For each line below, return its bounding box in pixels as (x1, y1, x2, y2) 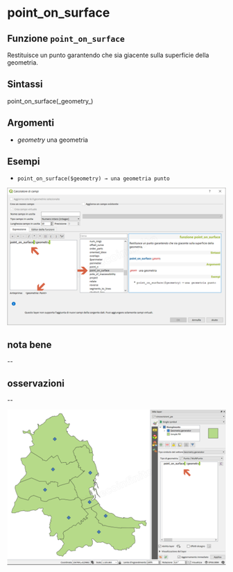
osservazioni (7, 377, 64, 389)
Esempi (7, 156, 40, 167)
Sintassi (7, 79, 43, 90)
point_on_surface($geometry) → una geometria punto (17, 175, 170, 182)
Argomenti (7, 117, 54, 129)
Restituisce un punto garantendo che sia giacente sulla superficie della (7, 51, 209, 59)
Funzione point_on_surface (7, 33, 125, 44)
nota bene (7, 338, 52, 350)
